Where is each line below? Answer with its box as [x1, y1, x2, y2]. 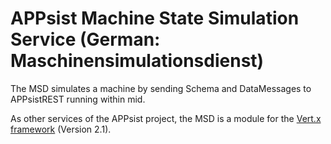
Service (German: [10, 28, 161, 51]
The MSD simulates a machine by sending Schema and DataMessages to [10, 82, 312, 94]
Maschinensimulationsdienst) [10, 50, 265, 72]
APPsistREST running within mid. [10, 93, 146, 105]
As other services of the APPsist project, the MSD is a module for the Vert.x [10, 112, 322, 124]
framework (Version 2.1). [10, 123, 112, 135]
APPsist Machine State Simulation [10, 7, 300, 30]
